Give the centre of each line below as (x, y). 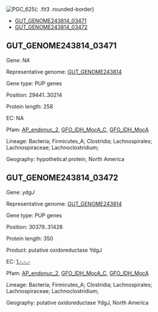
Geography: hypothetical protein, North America (65, 159)
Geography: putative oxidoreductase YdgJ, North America (78, 302)
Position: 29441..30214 (34, 95)
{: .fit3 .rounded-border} (64, 9)
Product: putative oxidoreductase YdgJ (54, 250)
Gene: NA (18, 60)
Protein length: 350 (30, 238)
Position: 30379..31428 (35, 227)
